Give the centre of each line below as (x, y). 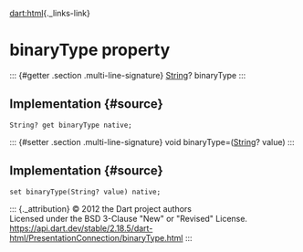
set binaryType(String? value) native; (85, 192)
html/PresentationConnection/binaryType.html (96, 237)
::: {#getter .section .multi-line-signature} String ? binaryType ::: (128, 75)
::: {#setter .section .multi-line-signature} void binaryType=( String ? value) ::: (152, 142)
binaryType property (90, 50)
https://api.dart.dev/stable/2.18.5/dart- (81, 228)
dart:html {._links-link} (50, 13)
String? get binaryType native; (71, 125)
